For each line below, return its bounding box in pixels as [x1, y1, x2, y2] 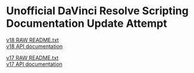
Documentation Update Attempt [6, 17, 168, 30]
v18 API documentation [6, 43, 63, 50]
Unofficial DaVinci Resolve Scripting [6, 4, 189, 18]
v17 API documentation [6, 61, 62, 68]
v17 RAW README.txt [6, 54, 59, 61]
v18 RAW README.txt [6, 36, 60, 43]
